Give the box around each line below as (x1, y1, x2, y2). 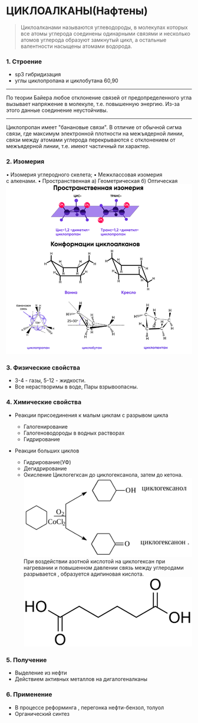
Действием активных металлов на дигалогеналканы (14, 676, 148, 683)
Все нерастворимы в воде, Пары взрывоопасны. (14, 383, 138, 390)
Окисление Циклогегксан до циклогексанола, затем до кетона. (23, 471, 183, 478)
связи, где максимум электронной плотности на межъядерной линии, (6, 130, 184, 137)
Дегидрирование (23, 465, 67, 472)
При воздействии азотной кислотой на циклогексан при (23, 558, 166, 565)
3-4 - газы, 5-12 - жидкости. (14, 377, 86, 384)
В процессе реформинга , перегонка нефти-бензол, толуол (14, 703, 164, 711)
